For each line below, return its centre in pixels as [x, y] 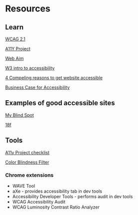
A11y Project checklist [27, 152]
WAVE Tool [24, 186]
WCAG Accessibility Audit [39, 202]
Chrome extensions [29, 175]
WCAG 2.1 [15, 39]
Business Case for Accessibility [37, 87]
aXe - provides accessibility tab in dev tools [57, 191]
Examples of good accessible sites [60, 103]
